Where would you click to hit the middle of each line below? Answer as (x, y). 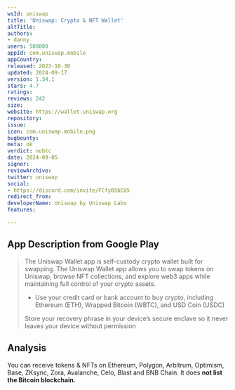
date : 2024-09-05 (33, 158)
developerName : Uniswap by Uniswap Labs (67, 203)
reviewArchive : (29, 170)
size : (15, 105)
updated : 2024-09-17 (38, 72)
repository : (25, 118)
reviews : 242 (26, 99)
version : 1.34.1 (31, 79)
